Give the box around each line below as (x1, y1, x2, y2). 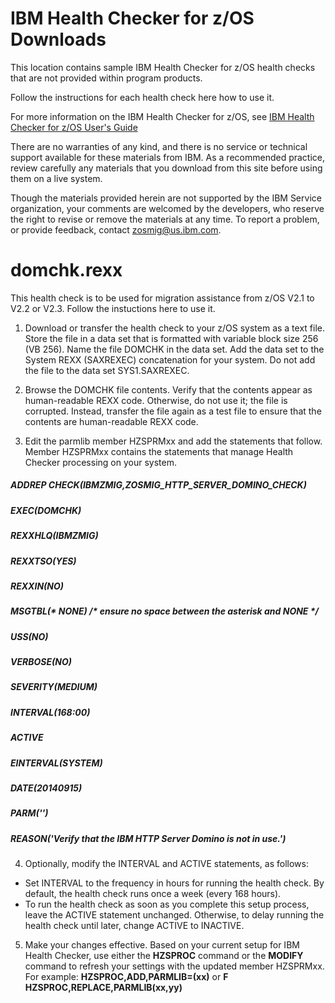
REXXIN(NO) (10, 580, 65, 592)
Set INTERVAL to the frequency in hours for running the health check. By (24, 877, 325, 889)
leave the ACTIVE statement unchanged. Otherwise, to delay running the (24, 909, 325, 921)
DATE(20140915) (10, 782, 83, 794)
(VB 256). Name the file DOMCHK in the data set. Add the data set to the (24, 343, 325, 355)
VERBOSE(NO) (10, 656, 72, 668)
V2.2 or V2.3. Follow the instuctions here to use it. (10, 302, 216, 314)
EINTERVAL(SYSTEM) (10, 757, 103, 769)
